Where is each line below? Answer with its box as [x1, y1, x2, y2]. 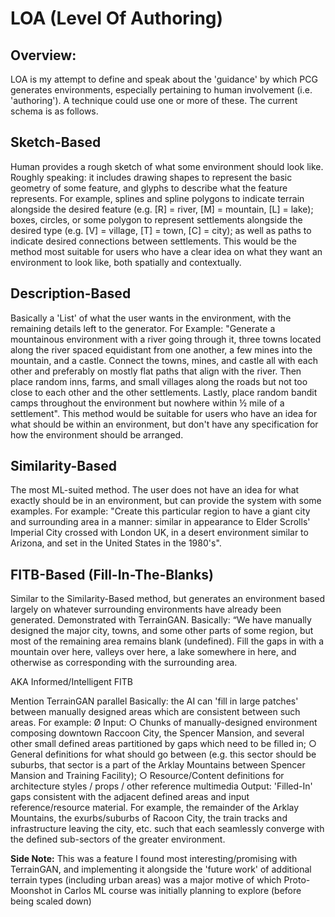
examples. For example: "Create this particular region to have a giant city [10, 505, 311, 517]
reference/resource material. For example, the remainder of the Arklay [10, 802, 300, 814]
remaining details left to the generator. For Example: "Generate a [10, 322, 276, 334]
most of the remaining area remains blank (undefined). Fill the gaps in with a [10, 635, 325, 647]
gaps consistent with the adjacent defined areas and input [10, 791, 250, 803]
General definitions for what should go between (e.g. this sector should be [10, 748, 317, 761]
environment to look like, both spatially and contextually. [10, 256, 242, 268]
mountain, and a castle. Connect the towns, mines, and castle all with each [10, 354, 318, 366]
